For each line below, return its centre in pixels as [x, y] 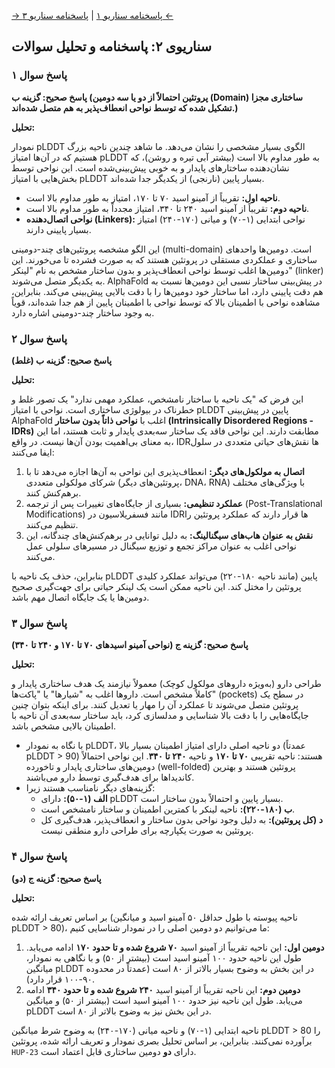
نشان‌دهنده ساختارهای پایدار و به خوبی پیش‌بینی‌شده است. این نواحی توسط [150, 167]
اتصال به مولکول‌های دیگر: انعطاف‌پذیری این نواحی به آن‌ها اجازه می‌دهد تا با [165, 471]
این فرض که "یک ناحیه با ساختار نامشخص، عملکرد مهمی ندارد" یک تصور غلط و [157, 399]
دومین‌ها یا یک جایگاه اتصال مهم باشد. [80, 597]
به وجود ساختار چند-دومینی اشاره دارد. [83, 312]
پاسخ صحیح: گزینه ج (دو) [56, 878]
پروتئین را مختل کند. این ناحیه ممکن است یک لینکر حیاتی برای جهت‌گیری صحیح [156, 586]
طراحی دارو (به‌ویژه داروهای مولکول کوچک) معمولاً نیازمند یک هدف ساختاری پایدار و [166, 684]
